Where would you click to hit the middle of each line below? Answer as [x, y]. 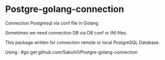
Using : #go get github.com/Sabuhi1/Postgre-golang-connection [71, 52]
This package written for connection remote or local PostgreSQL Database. [82, 42]
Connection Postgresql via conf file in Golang [52, 23]
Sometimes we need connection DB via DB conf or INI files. [66, 32]
